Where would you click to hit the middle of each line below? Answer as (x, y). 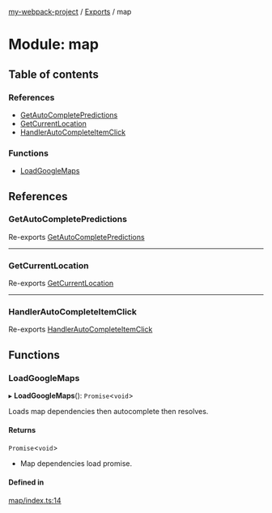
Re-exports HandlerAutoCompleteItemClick (81, 329)
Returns (22, 430)
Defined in (26, 482)
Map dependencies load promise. (76, 464)
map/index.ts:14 (35, 500)
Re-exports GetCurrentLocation (61, 284)
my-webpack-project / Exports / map (70, 12)
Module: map (54, 45)
